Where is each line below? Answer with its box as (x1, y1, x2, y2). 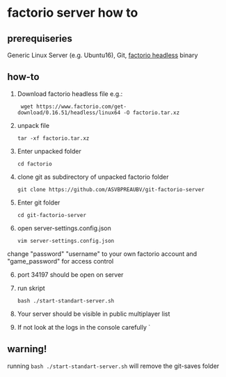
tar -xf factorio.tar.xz (17, 134, 90, 142)
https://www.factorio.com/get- (35, 103, 127, 110)
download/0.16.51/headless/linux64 (17, 109, 121, 116)
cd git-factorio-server (17, 211, 87, 218)
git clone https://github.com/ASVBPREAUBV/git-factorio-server (17, 186, 205, 193)
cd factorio (17, 160, 52, 168)
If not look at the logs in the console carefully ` (17, 323, 151, 331)
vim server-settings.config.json (17, 237, 115, 244)
